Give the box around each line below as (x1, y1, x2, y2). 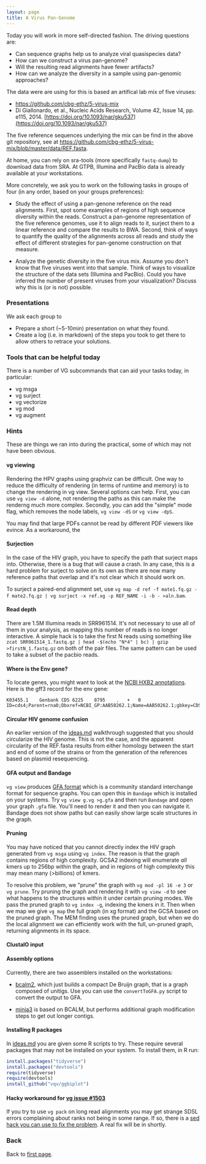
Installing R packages (6, 1026, 63, 1034)
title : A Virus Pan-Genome (6, 15, 75, 21)
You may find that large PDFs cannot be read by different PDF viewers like (6, 520, 194, 527)
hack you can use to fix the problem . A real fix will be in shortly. (6, 1121, 167, 1128)
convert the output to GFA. (15, 993, 83, 1001)
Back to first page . (6, 1150, 53, 1158)
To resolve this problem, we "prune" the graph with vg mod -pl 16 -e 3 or (6, 881, 193, 888)
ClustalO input (6, 941, 44, 948)
